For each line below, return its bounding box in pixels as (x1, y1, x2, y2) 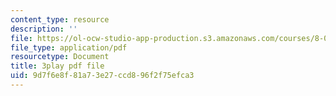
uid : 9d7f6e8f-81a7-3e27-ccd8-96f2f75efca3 (10, 71, 195, 81)
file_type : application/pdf (10, 42, 128, 53)
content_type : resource (10, 14, 110, 25)
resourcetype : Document (10, 52, 110, 62)
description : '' (10, 24, 78, 34)
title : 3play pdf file (10, 61, 105, 71)
